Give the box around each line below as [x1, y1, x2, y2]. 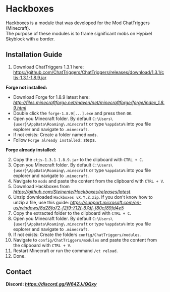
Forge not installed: [6, 84, 47, 90]
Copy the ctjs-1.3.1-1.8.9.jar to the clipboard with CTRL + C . [13, 156, 143, 162]
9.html [13, 104, 27, 111]
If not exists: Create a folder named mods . [13, 132, 98, 138]
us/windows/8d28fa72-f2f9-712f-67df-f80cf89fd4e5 [13, 205, 124, 211]
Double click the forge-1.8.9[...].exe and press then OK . [13, 110, 133, 116]
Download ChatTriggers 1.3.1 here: [13, 64, 84, 70]
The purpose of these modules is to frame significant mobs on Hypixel [6, 30, 152, 36]
